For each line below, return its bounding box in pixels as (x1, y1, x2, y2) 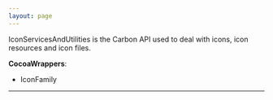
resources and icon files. (8, 42, 91, 53)
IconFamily (19, 74, 57, 84)
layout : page (8, 11, 53, 20)
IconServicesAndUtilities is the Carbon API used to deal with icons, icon (8, 34, 249, 44)
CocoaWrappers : (8, 59, 67, 68)
